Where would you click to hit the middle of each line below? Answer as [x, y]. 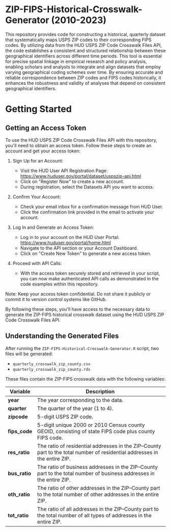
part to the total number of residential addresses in [98, 452]
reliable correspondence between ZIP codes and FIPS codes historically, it [83, 77]
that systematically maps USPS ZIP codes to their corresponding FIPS [78, 40]
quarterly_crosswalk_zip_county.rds [51, 369]
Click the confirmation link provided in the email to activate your [87, 212]
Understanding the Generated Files [62, 336]
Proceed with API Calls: [37, 263]
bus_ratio [20, 473]
